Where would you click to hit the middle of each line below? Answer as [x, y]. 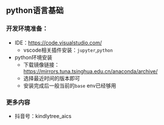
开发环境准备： [27, 29]
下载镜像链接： [41, 65]
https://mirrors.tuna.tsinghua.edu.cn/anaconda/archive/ [90, 71]
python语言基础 [35, 11]
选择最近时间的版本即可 [52, 78]
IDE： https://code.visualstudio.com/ [58, 42]
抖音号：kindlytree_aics [43, 116]
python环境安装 [33, 57]
